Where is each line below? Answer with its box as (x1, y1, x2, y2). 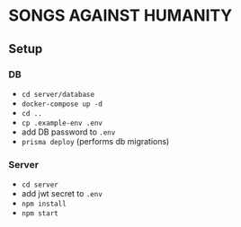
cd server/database (21, 90, 95, 99)
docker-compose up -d (21, 100, 103, 109)
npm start (21, 209, 59, 218)
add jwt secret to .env (21, 188, 103, 199)
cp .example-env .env (21, 118, 103, 127)
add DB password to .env (21, 127, 116, 137)
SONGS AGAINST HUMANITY (8, 5, 233, 26)
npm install (21, 199, 67, 209)
